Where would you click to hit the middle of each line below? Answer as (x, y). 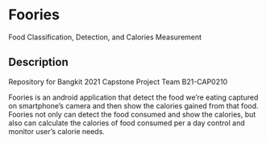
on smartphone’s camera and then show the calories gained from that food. (134, 105)
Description (38, 62)
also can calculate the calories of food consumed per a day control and (127, 123)
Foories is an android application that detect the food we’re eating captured (133, 97)
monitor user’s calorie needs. (56, 131)
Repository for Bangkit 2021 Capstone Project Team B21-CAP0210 (118, 81)
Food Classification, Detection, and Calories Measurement (105, 37)
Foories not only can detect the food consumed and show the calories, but (132, 114)
